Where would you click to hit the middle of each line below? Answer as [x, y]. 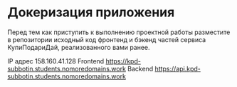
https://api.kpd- [178, 68]
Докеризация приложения [91, 12]
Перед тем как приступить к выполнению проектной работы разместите [119, 32]
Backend [141, 68]
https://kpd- [123, 61]
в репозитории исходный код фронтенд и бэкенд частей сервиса [107, 39]
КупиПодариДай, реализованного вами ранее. [79, 47]
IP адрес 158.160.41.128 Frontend [56, 61]
